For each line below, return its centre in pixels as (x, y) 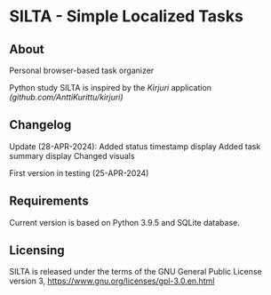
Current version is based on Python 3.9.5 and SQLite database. (124, 222)
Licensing (37, 251)
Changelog (40, 125)
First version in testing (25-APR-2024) (79, 173)
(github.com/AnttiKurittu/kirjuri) (66, 97)
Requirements (49, 201)
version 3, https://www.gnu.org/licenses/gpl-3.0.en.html (112, 281)
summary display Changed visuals (72, 155)
